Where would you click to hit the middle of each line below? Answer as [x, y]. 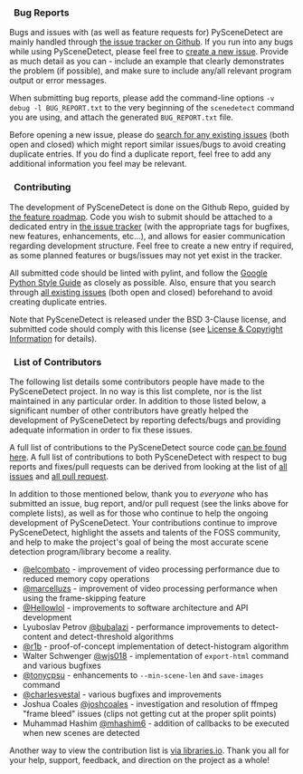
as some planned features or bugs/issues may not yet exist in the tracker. [146, 255]
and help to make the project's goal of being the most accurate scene [139, 542]
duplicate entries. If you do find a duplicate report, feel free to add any [140, 154]
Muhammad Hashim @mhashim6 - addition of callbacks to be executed [156, 723]
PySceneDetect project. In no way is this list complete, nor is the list [136, 391]
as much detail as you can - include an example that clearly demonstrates [147, 62]
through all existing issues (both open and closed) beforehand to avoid [141, 292]
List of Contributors [57, 362]
